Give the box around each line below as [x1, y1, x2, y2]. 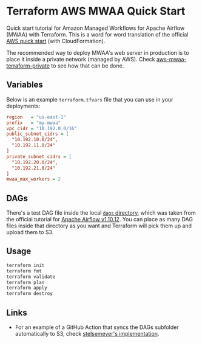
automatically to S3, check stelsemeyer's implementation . [15, 330, 160, 337]
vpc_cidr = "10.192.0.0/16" [6, 125, 78, 131]
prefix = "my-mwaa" [6, 120, 61, 126]
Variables [6, 80, 44, 90]
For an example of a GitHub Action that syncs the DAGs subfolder [15, 324, 179, 331]
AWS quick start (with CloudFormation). [6, 37, 106, 44]
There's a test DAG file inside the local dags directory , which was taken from [6, 209, 196, 217]
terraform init [6, 262, 45, 268]
